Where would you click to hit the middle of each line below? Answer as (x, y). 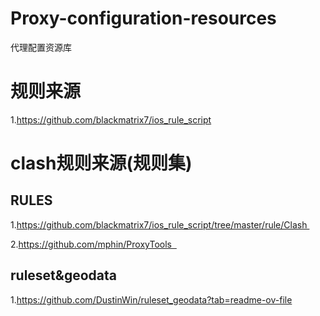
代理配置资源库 (41, 47)
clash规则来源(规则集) (101, 163)
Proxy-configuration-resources (143, 18)
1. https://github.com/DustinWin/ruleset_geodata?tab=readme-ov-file (151, 299)
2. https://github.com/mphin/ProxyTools (91, 244)
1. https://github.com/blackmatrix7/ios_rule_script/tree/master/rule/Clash (159, 224)
